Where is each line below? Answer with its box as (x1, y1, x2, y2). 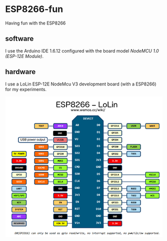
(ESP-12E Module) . (5, 53, 44, 59)
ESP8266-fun (5, 3, 63, 15)
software (5, 34, 34, 43)
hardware (5, 67, 36, 76)
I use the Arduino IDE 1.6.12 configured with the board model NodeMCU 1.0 (5, 47, 159, 53)
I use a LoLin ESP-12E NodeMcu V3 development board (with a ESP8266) (5, 81, 156, 87)
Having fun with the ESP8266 (5, 20, 66, 26)
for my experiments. (5, 86, 46, 92)
